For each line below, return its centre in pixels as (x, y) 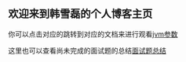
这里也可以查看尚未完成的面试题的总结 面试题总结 (87, 50)
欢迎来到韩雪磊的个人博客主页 (80, 14)
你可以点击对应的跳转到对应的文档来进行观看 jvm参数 (93, 34)
